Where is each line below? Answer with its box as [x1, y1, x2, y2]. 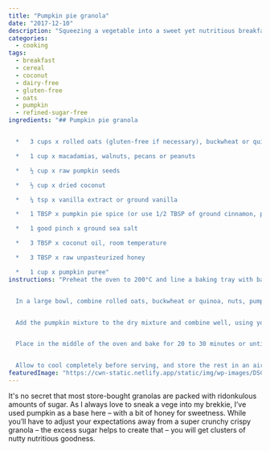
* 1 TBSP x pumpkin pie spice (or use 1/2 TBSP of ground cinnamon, [15, 210, 257, 218]
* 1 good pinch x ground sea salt [15, 225, 138, 233]
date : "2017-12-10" [8, 19, 74, 27]
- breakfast [15, 57, 56, 65]
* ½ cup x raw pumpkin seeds [15, 166, 121, 175]
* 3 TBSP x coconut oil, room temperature [15, 239, 167, 247]
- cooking [15, 42, 48, 50]
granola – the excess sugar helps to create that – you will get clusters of [8, 425, 247, 434]
